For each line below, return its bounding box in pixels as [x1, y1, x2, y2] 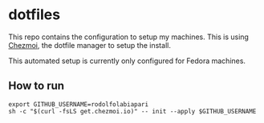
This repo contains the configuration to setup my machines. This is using [8, 32, 249, 42]
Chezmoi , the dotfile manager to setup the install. [8, 40, 171, 50]
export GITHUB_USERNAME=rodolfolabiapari [8, 100, 149, 109]
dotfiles [8, 6, 61, 24]
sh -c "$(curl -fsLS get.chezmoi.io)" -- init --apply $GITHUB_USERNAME [8, 107, 257, 115]
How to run [8, 79, 65, 93]
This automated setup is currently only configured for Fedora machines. [8, 56, 246, 65]
